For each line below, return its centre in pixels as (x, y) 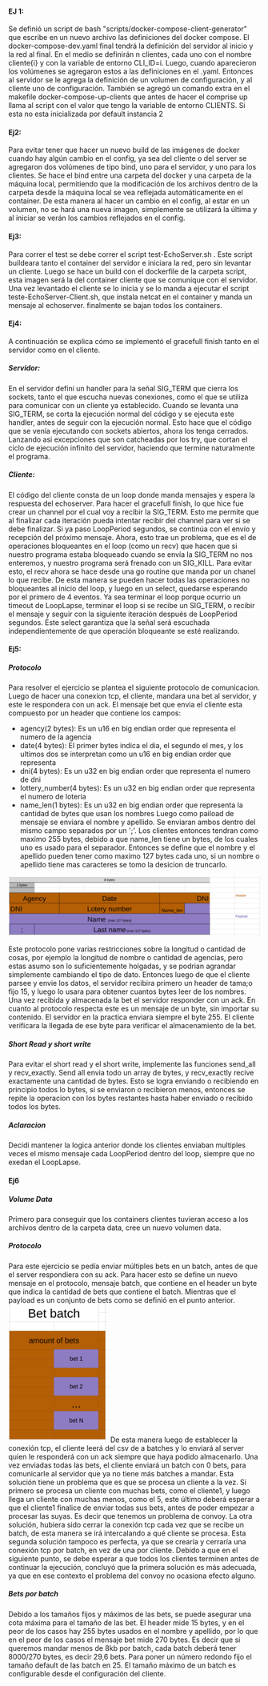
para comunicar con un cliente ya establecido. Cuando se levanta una (123, 405)
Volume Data (30, 1199)
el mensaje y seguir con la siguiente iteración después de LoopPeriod (123, 614)
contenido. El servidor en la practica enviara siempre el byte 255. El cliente (131, 1017)
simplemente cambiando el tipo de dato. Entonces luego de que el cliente (129, 975)
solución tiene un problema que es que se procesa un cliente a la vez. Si (127, 1482)
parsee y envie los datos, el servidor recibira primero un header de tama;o (131, 983)
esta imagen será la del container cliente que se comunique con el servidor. (133, 279)
